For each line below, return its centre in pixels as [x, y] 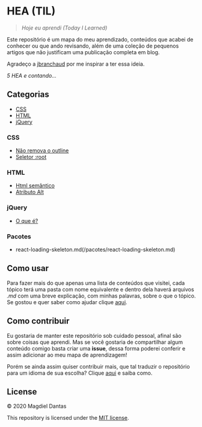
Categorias [28, 95]
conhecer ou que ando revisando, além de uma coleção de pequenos [93, 46]
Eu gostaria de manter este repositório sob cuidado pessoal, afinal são [94, 335]
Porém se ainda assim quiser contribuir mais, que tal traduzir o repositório [98, 366]
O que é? [27, 220]
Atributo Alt [30, 192]
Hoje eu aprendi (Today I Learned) [64, 28]
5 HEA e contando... [32, 75]
